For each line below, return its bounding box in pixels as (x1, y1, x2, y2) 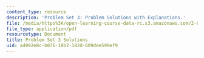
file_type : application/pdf (6, 25, 78, 32)
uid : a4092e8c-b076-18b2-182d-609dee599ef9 (6, 43, 118, 49)
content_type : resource (6, 8, 67, 15)
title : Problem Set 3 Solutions (6, 37, 88, 43)
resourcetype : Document (6, 31, 67, 37)
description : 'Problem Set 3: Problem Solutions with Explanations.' (6, 14, 186, 21)
